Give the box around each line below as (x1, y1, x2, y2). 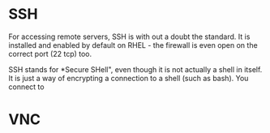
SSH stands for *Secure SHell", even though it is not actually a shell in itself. (8, 64, 263, 74)
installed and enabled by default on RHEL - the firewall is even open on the (8, 40, 258, 49)
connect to (8, 82, 45, 92)
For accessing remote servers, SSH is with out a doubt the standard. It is (8, 32, 251, 41)
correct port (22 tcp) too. (8, 49, 92, 58)
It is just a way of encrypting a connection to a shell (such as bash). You (8, 73, 249, 83)
